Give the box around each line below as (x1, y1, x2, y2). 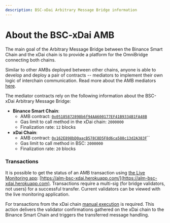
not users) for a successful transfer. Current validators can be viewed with (5, 185, 161, 192)
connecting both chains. (5, 57, 56, 63)
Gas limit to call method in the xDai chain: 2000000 (20, 119, 124, 125)
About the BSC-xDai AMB (5, 29, 115, 41)
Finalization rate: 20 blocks (20, 145, 76, 152)
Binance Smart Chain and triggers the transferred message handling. (5, 211, 149, 218)
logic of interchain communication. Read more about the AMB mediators (5, 77, 156, 84)
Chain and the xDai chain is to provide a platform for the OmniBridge (5, 51, 148, 57)
